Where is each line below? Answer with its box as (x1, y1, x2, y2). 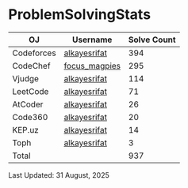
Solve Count (128, 34, 176, 45)
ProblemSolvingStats (8, 6, 152, 24)
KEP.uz (12, 124, 40, 135)
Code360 (12, 111, 48, 122)
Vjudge (12, 73, 40, 84)
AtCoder (12, 99, 44, 110)
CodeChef (12, 60, 51, 71)
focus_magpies (63, 60, 121, 71)
